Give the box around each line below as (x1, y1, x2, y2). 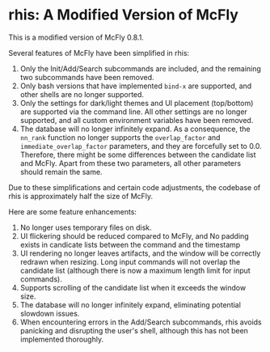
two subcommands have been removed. (19, 72, 154, 82)
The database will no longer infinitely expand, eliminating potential (19, 299, 241, 309)
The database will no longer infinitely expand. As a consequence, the (19, 124, 251, 134)
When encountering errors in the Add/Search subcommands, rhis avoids (19, 317, 263, 327)
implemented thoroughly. (19, 334, 103, 344)
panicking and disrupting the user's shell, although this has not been (19, 325, 249, 335)
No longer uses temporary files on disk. (19, 223, 152, 232)
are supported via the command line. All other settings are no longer (19, 107, 248, 117)
